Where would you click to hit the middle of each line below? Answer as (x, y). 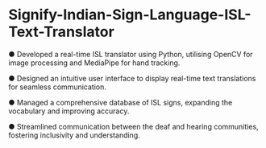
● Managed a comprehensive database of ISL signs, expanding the (121, 102)
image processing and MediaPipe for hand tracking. (94, 63)
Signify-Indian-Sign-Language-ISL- (130, 15)
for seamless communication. (57, 87)
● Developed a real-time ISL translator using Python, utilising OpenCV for (131, 54)
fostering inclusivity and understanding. (75, 135)
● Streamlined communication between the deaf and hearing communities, (134, 126)
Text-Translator (61, 32)
